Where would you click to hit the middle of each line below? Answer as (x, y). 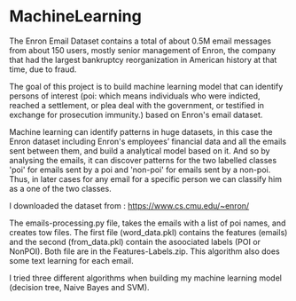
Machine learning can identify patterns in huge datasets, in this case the (141, 131)
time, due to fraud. (43, 69)
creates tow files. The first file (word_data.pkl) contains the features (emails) (148, 232)
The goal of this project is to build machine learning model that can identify (146, 86)
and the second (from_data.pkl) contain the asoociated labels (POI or (135, 242)
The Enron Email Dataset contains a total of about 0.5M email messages (140, 41)
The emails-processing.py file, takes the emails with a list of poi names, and (148, 223)
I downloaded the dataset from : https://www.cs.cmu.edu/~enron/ (129, 205)
